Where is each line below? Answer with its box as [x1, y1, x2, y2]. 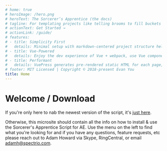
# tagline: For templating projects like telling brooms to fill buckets [5, 21, 162, 26]
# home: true [5, 7, 32, 12]
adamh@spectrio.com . [5, 140, 52, 146]
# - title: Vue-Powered [5, 49, 55, 53]
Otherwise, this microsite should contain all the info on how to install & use [5, 119, 158, 125]
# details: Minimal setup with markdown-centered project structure [5, 44, 155, 49]
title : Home [5, 72, 30, 77]
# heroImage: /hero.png [5, 12, 55, 17]
